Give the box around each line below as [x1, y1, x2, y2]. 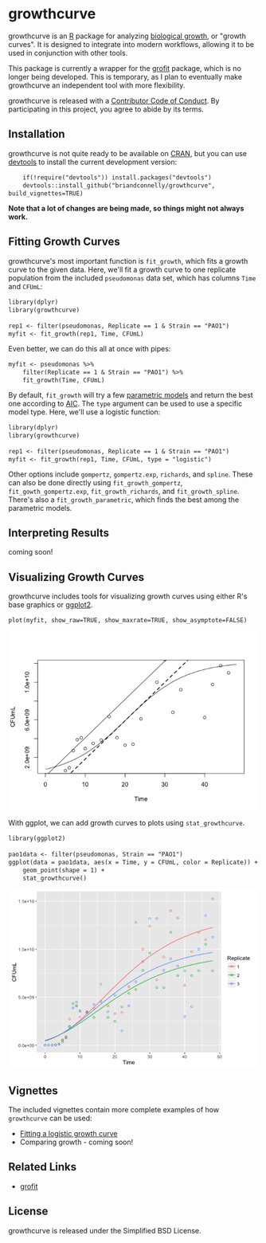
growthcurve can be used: [8, 1113, 92, 1123]
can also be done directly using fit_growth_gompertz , [8, 477, 183, 487]
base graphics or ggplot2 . [8, 600, 93, 610]
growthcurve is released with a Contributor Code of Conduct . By [8, 96, 220, 105]
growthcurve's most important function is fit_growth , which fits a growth [8, 256, 248, 265]
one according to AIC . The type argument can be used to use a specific [8, 398, 243, 408]
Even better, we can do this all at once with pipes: [8, 343, 171, 353]
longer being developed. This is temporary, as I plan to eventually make [8, 72, 243, 81]
